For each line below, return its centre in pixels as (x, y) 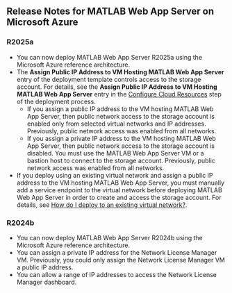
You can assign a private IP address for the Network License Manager (117, 252)
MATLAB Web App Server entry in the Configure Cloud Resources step (119, 94)
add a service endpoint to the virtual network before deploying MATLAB (119, 190)
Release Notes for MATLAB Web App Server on (110, 11)
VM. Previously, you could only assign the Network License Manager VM (121, 260)
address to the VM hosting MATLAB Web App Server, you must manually (121, 183)
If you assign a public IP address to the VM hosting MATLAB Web (120, 109)
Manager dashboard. (47, 282)
